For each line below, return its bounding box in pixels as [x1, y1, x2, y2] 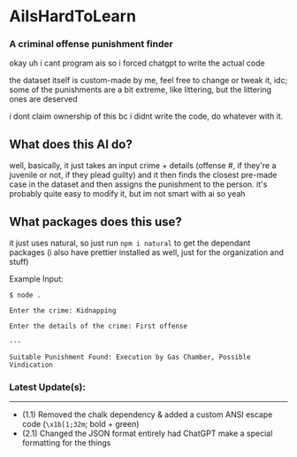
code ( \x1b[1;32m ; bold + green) [21, 419, 140, 430]
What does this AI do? [9, 136, 133, 151]
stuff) [9, 257, 29, 267]
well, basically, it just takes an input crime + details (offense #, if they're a [9, 160, 277, 171]
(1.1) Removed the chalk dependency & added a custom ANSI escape [21, 409, 273, 420]
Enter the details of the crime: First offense [9, 321, 188, 331]
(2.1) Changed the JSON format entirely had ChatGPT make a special [21, 428, 273, 439]
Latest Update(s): [9, 381, 86, 393]
